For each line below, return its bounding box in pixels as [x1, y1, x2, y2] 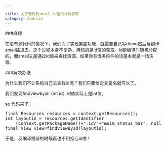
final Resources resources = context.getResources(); [5, 111, 138, 116]
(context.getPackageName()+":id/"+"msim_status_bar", [15, 120, 149, 126]
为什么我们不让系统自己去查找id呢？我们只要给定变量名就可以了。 [5, 80, 139, 86]
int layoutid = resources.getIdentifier [5, 116, 105, 121]
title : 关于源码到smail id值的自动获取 [5, 11, 79, 16]
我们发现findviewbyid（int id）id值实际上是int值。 [5, 90, 106, 96]
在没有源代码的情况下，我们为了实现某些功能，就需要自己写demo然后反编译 [5, 40, 160, 47]
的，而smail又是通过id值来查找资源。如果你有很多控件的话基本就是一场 [5, 53, 150, 59]
